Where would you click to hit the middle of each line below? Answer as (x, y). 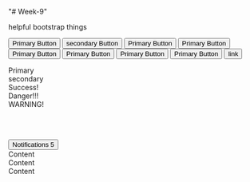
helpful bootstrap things (48, 27)
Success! (24, 87)
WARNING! (26, 104)
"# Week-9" (28, 12)
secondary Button (92, 43)
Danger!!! (24, 96)
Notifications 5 (33, 144)
